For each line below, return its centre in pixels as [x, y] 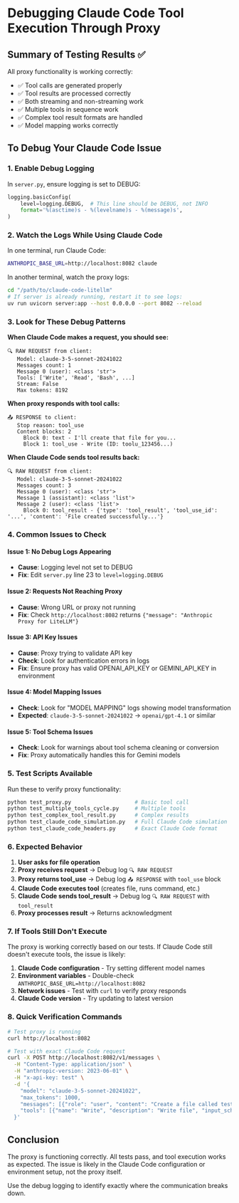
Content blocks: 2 [44, 432]
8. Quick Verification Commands [65, 1017]
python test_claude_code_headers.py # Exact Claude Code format [113, 829]
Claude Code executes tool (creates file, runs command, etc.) [109, 888]
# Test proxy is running [44, 1031]
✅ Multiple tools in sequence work [68, 109]
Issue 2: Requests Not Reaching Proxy [65, 591]
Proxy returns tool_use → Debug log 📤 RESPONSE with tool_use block [119, 879]
